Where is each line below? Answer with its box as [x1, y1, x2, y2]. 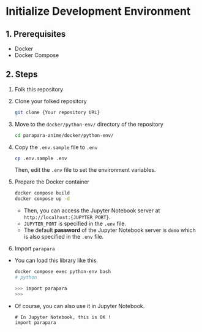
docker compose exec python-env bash [14, 269, 111, 275]
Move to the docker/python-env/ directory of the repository [14, 120, 163, 128]
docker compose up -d [14, 196, 70, 202]
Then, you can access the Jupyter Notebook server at [23, 207, 160, 214]
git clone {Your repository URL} [14, 109, 100, 115]
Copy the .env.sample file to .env [14, 143, 98, 151]
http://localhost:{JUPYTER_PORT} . [23, 214, 111, 221]
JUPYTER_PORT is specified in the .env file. [23, 220, 127, 228]
